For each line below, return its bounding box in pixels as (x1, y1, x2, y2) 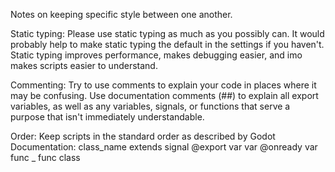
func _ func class (10, 152, 81, 163)
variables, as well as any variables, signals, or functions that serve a (10, 100, 291, 112)
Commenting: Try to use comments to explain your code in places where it (10, 79, 317, 91)
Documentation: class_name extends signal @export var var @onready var (10, 141, 318, 153)
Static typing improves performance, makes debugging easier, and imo (10, 49, 303, 61)
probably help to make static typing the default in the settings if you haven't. (10, 39, 325, 50)
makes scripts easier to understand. (10, 60, 158, 71)
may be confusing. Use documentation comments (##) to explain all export (10, 90, 319, 101)
